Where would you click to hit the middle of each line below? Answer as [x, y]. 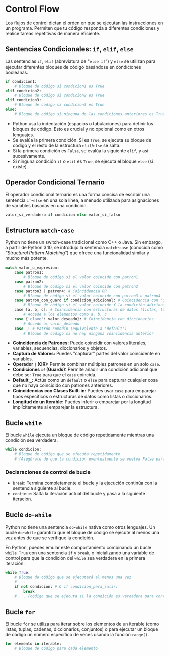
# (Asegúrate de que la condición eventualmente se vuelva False [84, 459]
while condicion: [23, 450]
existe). [20, 166]
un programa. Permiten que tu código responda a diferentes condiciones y [82, 28]
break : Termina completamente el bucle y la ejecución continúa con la [85, 483]
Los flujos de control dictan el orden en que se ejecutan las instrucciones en [84, 23]
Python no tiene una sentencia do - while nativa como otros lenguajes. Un [80, 527]
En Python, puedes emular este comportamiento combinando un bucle [78, 547]
